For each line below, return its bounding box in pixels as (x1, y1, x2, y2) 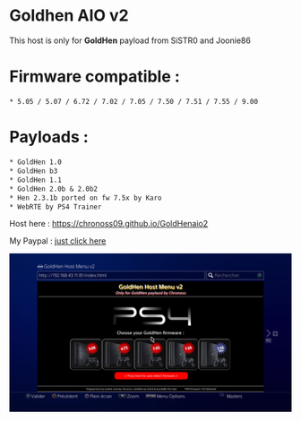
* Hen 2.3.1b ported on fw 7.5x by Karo (9, 193, 163, 202)
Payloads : (9, 127, 90, 148)
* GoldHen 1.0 (9, 158, 63, 167)
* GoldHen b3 (9, 167, 58, 176)
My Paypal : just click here (9, 235, 107, 246)
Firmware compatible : (9, 66, 181, 87)
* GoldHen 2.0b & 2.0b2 (9, 185, 99, 193)
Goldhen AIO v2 (9, 5, 129, 26)
